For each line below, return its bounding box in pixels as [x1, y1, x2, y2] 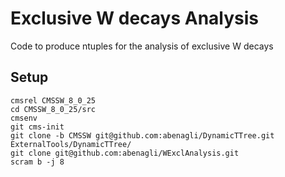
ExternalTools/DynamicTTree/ [10, 139, 132, 149]
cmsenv [10, 113, 38, 123]
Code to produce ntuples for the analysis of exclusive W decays [10, 40, 274, 52]
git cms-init [10, 122, 65, 132]
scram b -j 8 [10, 157, 65, 167]
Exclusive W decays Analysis [10, 7, 260, 30]
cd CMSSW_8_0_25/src [10, 104, 97, 114]
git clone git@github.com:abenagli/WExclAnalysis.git [10, 148, 240, 158]
